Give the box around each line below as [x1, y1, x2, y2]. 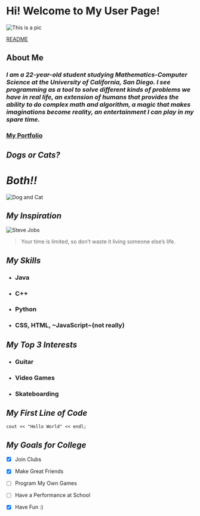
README [6, 35, 29, 42]
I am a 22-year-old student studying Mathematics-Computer [6, 70, 188, 79]
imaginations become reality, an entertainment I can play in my [6, 108, 194, 116]
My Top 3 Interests [6, 339, 78, 350]
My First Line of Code [6, 407, 88, 418]
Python [14, 305, 37, 314]
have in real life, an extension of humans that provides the [6, 93, 179, 101]
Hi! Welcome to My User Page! [6, 4, 160, 18]
